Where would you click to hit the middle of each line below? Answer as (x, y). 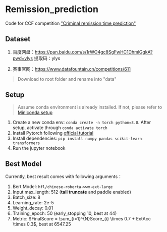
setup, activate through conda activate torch (60, 128)
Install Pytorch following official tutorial (53, 133)
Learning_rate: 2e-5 (33, 203)
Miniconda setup (35, 112)
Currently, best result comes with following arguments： (64, 177)
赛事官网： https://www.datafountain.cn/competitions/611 (72, 69)
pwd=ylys (23, 58)
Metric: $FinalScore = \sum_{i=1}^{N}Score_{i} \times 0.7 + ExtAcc (82, 219)
